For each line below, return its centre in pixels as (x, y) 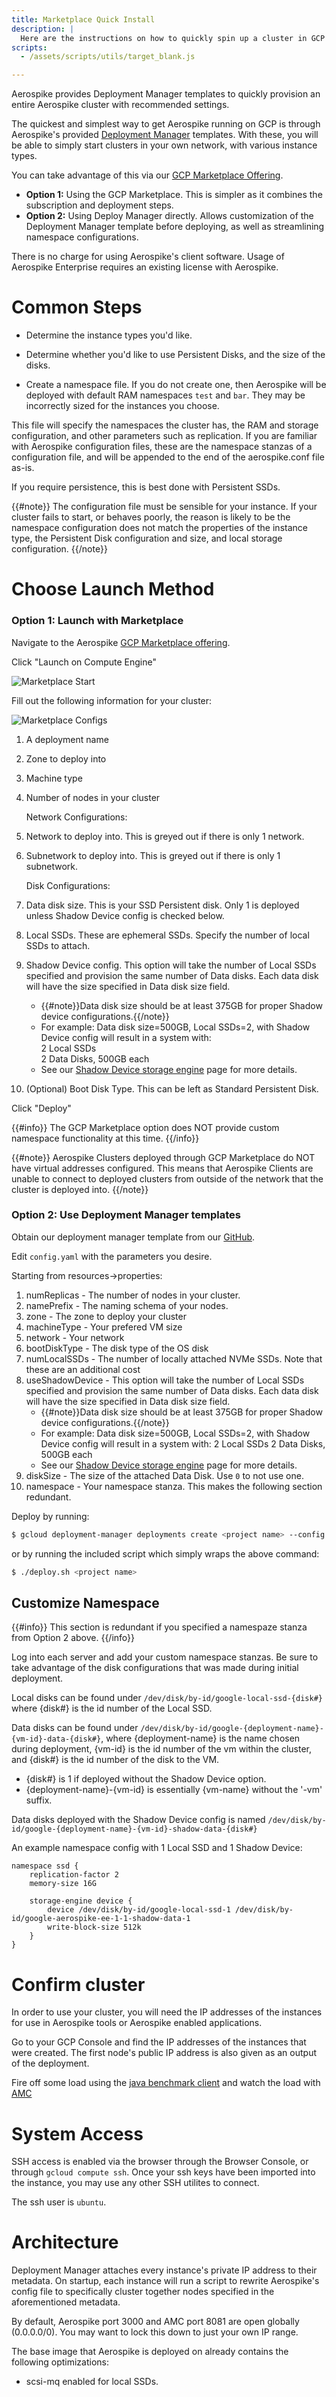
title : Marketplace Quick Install (83, 19)
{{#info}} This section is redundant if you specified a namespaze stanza (159, 1627)
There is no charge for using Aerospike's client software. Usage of (148, 257)
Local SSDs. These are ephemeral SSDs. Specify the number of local (167, 935)
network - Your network (75, 1337)
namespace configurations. (82, 237)
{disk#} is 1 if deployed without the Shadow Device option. (146, 1779)
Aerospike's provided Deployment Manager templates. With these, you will (165, 135)
